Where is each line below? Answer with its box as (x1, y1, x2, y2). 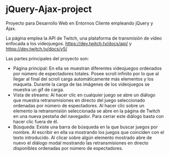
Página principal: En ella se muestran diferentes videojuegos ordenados (13, 65, 162, 71)
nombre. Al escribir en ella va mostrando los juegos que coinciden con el (13, 129, 164, 135)
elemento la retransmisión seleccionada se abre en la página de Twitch (13, 108, 160, 114)
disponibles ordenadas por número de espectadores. (13, 145, 123, 151)
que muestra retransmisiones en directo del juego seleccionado (13, 97, 145, 103)
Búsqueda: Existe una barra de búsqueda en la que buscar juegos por (13, 124, 158, 130)
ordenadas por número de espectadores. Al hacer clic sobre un (13, 102, 145, 108)
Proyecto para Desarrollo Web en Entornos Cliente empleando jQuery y (6, 20, 153, 26)
